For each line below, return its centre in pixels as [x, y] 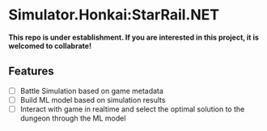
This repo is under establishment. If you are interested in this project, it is [133, 37]
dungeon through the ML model [73, 118]
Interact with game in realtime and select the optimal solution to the [132, 109]
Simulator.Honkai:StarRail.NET [114, 15]
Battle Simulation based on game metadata [92, 91]
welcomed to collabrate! [50, 45]
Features [31, 72]
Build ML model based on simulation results [93, 99]
